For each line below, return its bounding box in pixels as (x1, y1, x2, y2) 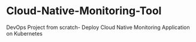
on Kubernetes (6, 30, 43, 37)
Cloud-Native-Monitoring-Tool (6, 4, 162, 18)
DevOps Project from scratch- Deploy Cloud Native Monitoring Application (6, 24, 190, 31)
